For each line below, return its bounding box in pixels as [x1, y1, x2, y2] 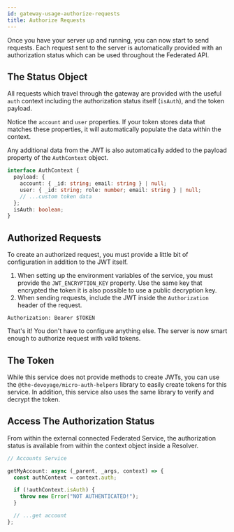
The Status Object [7, 71, 88, 82]
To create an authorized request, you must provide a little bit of [7, 251, 189, 259]
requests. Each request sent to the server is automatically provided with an [7, 43, 223, 52]
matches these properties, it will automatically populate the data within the [7, 125, 221, 133]
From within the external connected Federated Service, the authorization [7, 434, 217, 442]
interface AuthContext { [7, 167, 80, 175]
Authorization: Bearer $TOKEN [7, 315, 96, 322]
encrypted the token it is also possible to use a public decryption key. [17, 286, 217, 295]
